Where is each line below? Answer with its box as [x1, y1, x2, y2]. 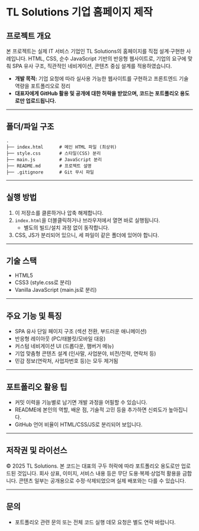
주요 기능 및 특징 [6, 311, 62, 321]
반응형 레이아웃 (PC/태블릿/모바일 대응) [14, 335, 106, 342]
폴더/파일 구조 [6, 122, 54, 132]
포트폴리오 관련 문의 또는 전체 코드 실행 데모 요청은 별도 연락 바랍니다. [14, 519, 176, 526]
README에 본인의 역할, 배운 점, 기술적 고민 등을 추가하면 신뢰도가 [14, 406, 168, 413]
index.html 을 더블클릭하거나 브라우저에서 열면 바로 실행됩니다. [14, 217, 161, 224]
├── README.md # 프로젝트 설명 [6, 163, 92, 169]
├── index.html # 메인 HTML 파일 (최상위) [6, 144, 117, 150]
